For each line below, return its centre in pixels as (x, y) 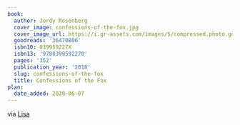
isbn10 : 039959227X (43, 47)
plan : (15, 87)
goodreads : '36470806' (47, 41)
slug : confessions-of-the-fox (59, 74)
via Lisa (19, 114)
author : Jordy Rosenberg (51, 21)
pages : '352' (33, 61)
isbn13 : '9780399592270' (51, 54)
